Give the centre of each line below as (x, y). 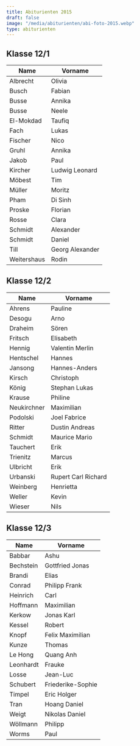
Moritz (60, 190)
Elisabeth (64, 338)
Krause (19, 397)
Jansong (22, 368)
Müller (19, 190)
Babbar (20, 555)
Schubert (23, 684)
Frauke (55, 664)
